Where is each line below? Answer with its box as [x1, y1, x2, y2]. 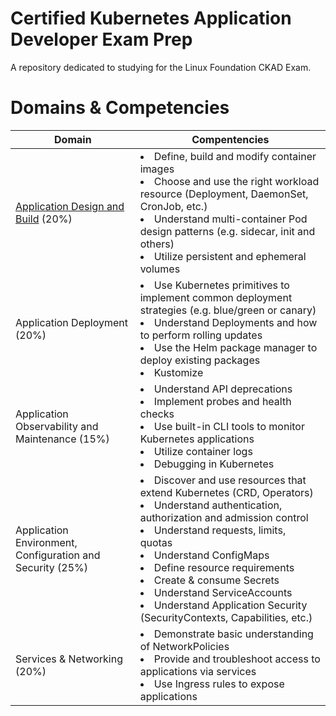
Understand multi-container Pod [153, 212, 308, 226]
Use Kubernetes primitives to [153, 278, 290, 292]
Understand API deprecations [153, 382, 293, 396]
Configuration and [15, 548, 101, 562]
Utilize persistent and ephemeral [153, 249, 307, 263]
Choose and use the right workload [153, 174, 320, 188]
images [139, 162, 175, 176]
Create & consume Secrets [153, 573, 280, 587]
